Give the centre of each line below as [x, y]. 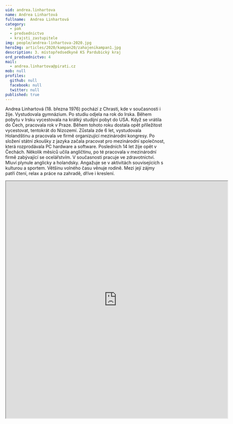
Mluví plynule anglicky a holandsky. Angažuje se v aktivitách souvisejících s [84, 163]
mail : [11, 62]
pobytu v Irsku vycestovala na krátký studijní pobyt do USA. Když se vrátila [84, 120]
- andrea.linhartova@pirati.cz [43, 66]
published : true [22, 95]
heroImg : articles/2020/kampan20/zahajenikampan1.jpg [63, 48]
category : [16, 24]
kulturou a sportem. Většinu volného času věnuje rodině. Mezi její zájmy [80, 168]
